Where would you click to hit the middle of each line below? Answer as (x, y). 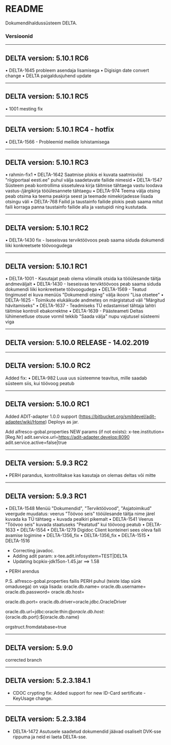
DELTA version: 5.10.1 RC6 (47, 58)
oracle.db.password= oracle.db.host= (45, 592)
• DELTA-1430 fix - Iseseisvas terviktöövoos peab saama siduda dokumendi (85, 240)
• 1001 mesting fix (24, 109)
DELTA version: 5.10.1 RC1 (46, 266)
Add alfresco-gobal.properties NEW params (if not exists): (66, 431)
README (24, 9)
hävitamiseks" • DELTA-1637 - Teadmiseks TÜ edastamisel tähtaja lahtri (81, 306)
